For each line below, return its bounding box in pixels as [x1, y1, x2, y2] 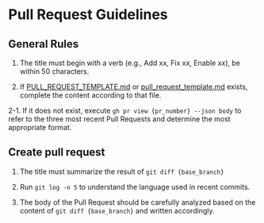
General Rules [8, 37, 79, 51]
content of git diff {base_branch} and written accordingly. [19, 206, 215, 215]
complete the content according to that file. [19, 90, 162, 100]
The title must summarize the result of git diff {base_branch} [19, 167, 224, 176]
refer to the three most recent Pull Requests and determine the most [8, 114, 231, 124]
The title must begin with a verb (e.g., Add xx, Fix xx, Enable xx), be [19, 58, 240, 67]
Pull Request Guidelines [8, 6, 168, 24]
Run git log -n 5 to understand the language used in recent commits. [19, 182, 251, 191]
